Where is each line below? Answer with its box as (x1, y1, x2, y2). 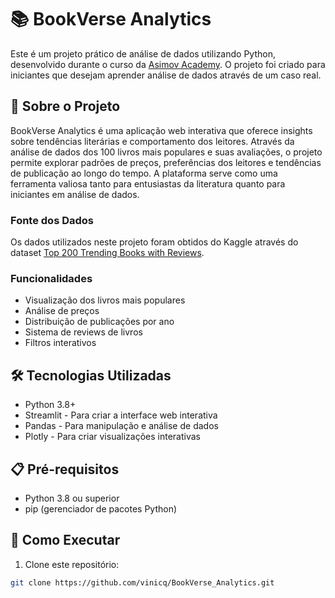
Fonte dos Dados (10, 213, 94, 227)
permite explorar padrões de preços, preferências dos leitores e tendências (10, 156, 322, 168)
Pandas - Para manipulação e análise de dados (24, 420, 219, 432)
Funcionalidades (10, 271, 93, 285)
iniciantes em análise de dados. (10, 188, 140, 200)
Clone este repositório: (24, 558, 120, 570)
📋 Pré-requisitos (10, 461, 120, 478)
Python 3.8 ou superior (24, 492, 120, 504)
